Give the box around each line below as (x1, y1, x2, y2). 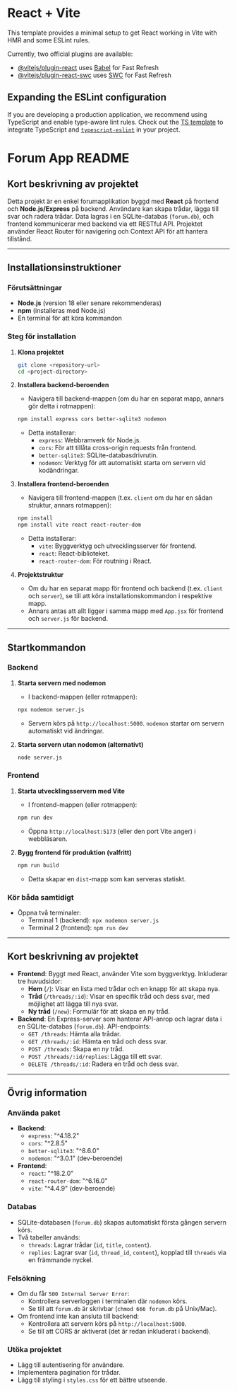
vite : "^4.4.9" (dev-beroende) (28, 1184, 116, 1193)
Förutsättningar (7, 283, 62, 293)
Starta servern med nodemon (17, 678, 107, 687)
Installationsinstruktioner (7, 262, 121, 274)
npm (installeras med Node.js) (17, 307, 106, 315)
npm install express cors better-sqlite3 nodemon (17, 416, 167, 423)
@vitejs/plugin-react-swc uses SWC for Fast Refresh (17, 71, 171, 79)
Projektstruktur (17, 571, 64, 579)
